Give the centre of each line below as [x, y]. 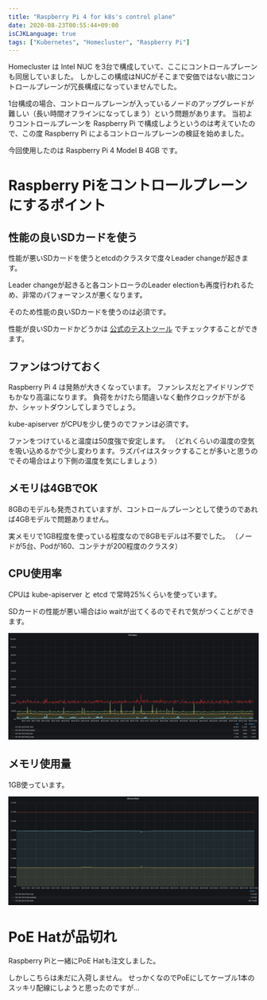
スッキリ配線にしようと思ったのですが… [74, 987]
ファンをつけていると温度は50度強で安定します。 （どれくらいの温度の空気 [132, 441]
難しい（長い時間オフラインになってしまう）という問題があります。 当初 [127, 114]
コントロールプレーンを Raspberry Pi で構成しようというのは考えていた [132, 124]
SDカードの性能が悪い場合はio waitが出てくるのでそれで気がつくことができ [131, 611]
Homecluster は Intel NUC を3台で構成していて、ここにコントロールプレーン [133, 67]
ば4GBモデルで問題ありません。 [61, 519]
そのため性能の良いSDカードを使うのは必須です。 [89, 312]
